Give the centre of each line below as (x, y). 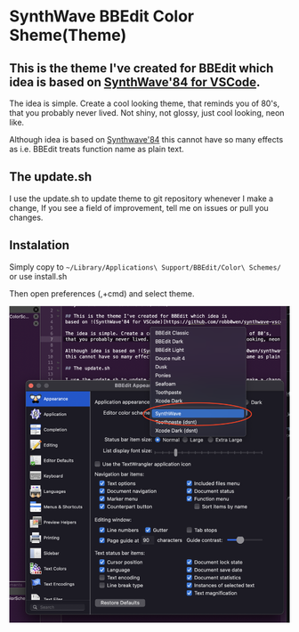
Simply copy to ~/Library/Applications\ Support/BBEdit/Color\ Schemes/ (145, 267)
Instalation (39, 245)
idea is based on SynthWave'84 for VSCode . (135, 82)
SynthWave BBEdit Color (101, 16)
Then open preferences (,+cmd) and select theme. (102, 293)
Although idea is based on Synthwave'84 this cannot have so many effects (146, 139)
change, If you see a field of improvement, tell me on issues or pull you (139, 207)
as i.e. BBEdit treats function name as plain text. (97, 149)
